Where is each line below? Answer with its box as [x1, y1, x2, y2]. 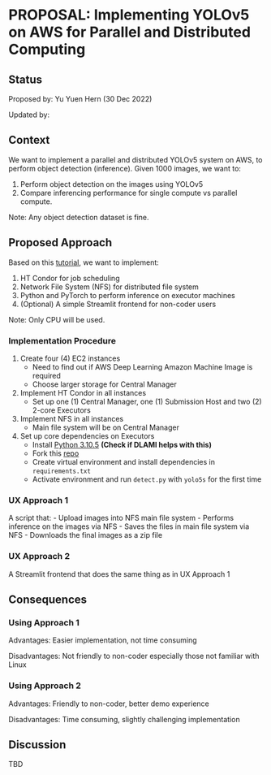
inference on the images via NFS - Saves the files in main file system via [8, 522, 250, 531]
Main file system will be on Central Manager [32, 422, 180, 432]
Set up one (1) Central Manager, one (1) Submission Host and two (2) [32, 396, 262, 406]
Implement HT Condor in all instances [19, 387, 147, 397]
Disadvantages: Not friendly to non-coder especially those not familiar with [8, 652, 260, 661]
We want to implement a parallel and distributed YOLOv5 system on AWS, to [8, 154, 263, 164]
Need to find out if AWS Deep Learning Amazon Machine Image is [32, 362, 253, 371]
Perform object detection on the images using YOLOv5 [19, 179, 204, 188]
